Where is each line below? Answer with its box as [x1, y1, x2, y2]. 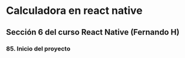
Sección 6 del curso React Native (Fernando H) [6, 27, 180, 37]
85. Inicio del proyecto [6, 45, 71, 53]
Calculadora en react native [6, 4, 143, 17]
